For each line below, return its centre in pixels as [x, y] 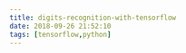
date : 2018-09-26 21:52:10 [60, 26]
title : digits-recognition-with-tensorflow [93, 18]
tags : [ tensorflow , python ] [60, 34]
